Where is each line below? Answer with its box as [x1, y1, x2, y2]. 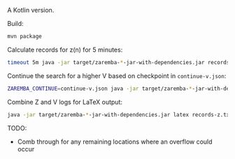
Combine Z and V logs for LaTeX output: [7, 98, 123, 106]
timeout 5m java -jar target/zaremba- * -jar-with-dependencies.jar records [7, 59, 230, 66]
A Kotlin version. [7, 6, 55, 14]
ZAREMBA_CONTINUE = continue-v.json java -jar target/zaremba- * [7, 85, 192, 92]
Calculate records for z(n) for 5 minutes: [7, 45, 123, 54]
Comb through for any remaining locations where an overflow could [17, 137, 213, 146]
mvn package [7, 33, 42, 40]
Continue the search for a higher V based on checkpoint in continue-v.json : [7, 71, 227, 79]
